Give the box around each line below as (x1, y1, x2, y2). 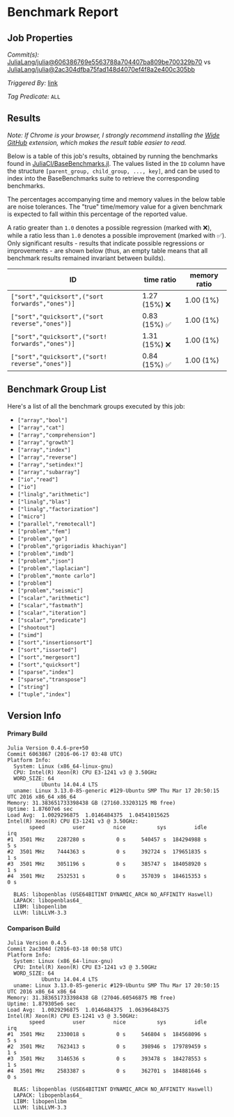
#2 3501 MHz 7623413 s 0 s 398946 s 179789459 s (7, 1043, 208, 1050)
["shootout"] (17, 624, 56, 631)
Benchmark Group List (7, 383, 107, 395)
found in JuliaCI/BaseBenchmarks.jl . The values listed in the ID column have (7, 159, 226, 167)
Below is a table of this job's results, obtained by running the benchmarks (7, 151, 218, 160)
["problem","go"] (17, 535, 68, 542)
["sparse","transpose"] (17, 676, 87, 683)
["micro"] (17, 513, 47, 520)
